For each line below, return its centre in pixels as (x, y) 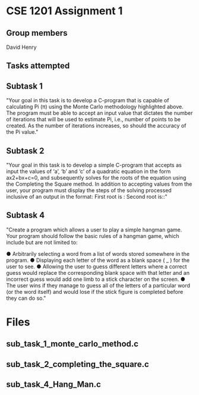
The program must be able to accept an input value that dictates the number (99, 113)
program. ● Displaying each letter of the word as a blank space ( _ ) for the (98, 260)
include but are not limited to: (42, 242)
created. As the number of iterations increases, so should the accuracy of (96, 126)
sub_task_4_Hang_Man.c (53, 385)
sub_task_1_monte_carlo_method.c (72, 344)
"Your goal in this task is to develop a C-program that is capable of (88, 101)
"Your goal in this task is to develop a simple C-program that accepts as (94, 165)
